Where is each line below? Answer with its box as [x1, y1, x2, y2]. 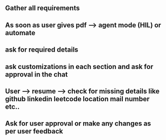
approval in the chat [5, 70, 68, 78]
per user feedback [5, 127, 63, 136]
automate [5, 28, 36, 37]
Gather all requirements [5, 4, 80, 12]
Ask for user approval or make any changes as [5, 119, 151, 128]
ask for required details [5, 46, 78, 54]
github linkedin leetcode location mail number [5, 94, 150, 103]
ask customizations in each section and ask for [5, 62, 154, 71]
